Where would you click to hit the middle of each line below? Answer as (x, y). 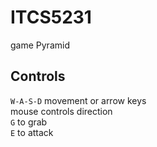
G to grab (29, 122)
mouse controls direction (61, 111)
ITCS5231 (51, 17)
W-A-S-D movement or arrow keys (78, 100)
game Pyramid (40, 45)
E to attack (32, 132)
